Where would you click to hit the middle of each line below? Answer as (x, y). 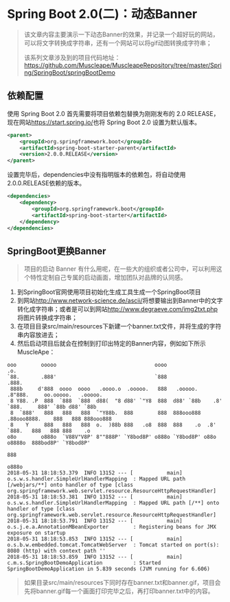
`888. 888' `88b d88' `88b (52, 407)
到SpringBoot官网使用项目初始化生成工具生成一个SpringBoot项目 (109, 292)
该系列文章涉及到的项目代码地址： (72, 57)
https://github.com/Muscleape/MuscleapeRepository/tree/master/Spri (123, 65)
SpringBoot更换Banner (57, 251)
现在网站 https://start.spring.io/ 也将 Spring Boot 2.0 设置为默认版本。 (104, 122)
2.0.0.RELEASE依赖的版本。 (46, 183)
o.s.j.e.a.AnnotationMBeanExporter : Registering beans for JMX (112, 527)
